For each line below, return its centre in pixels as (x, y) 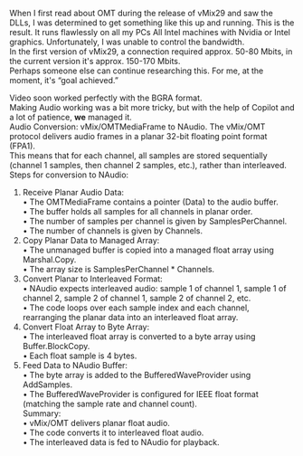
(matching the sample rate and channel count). (109, 404)
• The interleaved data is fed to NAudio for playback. (121, 442)
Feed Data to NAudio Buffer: (75, 365)
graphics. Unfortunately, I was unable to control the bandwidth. (127, 42)
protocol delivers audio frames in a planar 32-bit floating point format (138, 136)
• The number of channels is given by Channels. (113, 231)
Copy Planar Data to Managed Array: (91, 240)
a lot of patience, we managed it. (71, 117)
